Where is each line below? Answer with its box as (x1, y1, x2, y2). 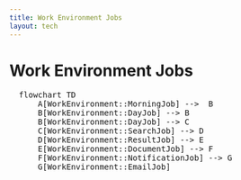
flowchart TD (18, 90, 76, 100)
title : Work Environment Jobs (9, 13, 123, 22)
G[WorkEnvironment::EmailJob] (37, 162, 171, 172)
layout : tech (9, 22, 58, 31)
